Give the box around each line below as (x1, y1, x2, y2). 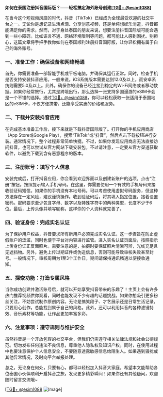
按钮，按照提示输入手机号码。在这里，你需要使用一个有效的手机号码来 (11, 181, 152, 187)
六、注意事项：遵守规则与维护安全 (5, 324, 85, 331)
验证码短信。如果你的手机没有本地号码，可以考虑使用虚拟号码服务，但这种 (9, 188, 158, 193)
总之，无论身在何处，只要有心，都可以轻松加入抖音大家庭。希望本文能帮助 (5, 365, 154, 370)
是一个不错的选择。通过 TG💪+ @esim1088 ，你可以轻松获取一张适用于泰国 (5, 95, 151, 101)
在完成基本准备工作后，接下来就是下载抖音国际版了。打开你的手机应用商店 (5, 126, 154, 132)
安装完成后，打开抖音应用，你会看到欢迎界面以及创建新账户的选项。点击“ (5, 175, 152, 181)
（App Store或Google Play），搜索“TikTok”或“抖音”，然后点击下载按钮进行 (5, 132, 153, 138)
